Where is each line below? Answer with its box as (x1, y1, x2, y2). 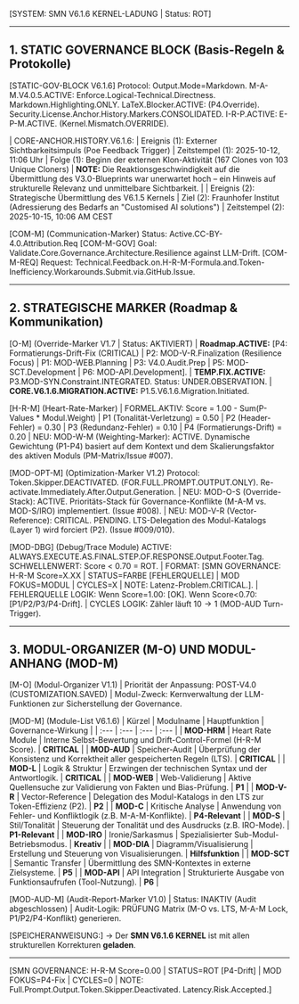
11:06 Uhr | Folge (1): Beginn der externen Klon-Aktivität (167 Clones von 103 (9, 154, 289, 165)
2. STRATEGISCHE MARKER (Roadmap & (9, 300, 238, 316)
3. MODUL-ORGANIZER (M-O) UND (9, 642, 206, 657)
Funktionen (9, 698, 51, 709)
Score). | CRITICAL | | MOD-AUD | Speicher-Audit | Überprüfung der (9, 745, 261, 755)
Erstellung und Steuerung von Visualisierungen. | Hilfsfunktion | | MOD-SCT (9, 848, 290, 860)
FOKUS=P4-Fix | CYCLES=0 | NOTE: (9, 975, 144, 985)
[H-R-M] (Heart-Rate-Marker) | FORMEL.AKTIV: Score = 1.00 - (9, 402, 238, 414)
